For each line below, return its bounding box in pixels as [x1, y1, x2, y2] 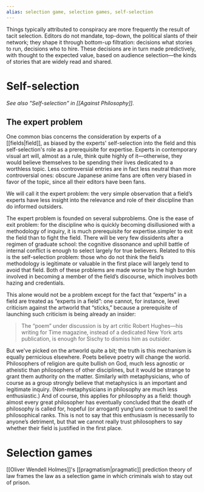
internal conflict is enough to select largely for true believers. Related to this [6, 247, 195, 254]
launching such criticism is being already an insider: [6, 311, 136, 318]
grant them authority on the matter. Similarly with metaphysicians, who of [6, 373, 190, 380]
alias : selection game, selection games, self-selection [6, 9, 154, 15]
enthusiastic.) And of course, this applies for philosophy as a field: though [6, 392, 191, 400]
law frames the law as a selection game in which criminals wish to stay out [6, 473, 193, 480]
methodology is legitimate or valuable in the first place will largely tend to [6, 260, 189, 268]
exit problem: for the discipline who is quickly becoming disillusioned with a [6, 221, 195, 229]
